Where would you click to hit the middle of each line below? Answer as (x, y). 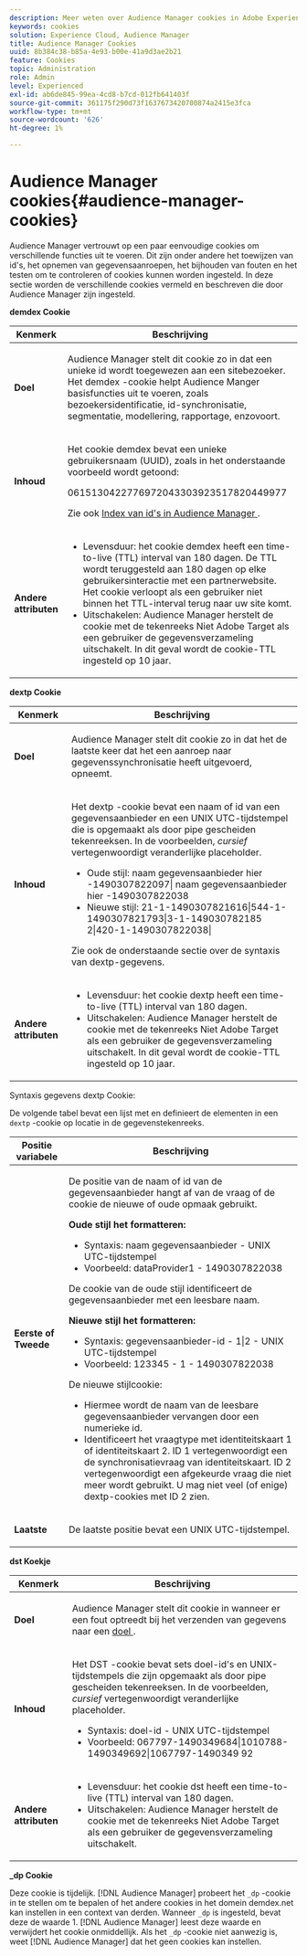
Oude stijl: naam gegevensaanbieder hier (175, 872)
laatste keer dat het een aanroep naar (152, 750)
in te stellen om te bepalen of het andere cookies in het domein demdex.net (152, 1902)
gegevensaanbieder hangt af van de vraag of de (172, 1192)
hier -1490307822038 (138, 895)
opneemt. (92, 773)
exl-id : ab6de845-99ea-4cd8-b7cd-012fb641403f (100, 94)
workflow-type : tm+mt (51, 111)
